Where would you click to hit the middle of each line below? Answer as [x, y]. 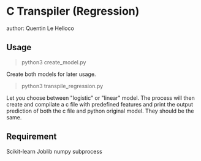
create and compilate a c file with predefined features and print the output [100, 104]
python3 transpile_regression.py [62, 86]
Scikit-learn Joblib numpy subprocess [54, 151]
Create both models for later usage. [51, 74]
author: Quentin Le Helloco [40, 28]
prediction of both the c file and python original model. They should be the [100, 111]
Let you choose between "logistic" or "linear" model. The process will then [100, 98]
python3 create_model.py [54, 62]
